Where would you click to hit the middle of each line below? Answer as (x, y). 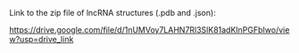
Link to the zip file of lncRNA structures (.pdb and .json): (112, 13)
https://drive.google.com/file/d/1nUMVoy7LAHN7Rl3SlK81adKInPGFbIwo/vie (149, 30)
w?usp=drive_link (42, 39)
